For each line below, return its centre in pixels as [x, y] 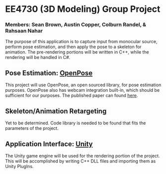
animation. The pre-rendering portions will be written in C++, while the [77, 52]
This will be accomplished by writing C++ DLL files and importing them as [81, 161]
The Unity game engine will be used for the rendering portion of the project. [83, 156]
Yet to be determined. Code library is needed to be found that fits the [76, 123]
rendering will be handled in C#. [38, 58]
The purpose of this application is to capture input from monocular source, [81, 42]
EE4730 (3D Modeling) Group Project [83, 9]
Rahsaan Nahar [24, 31]
